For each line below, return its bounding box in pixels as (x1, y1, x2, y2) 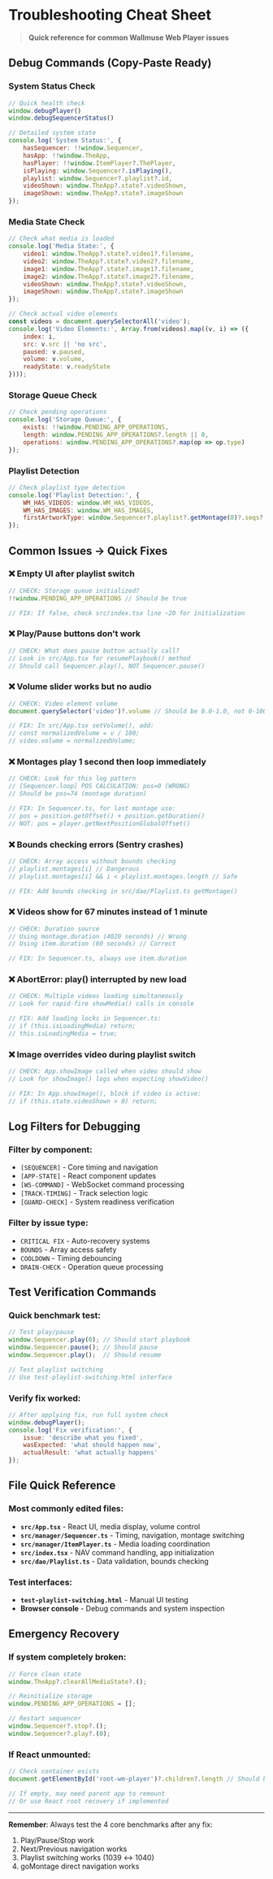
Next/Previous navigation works (19, 1844, 128, 1854)
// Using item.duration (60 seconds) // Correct (8, 939, 176, 948)
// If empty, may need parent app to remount (8, 1790, 165, 1798)
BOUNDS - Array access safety (19, 1245, 117, 1254)
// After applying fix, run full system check (8, 1410, 169, 1419)
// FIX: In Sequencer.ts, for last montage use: (8, 804, 176, 813)
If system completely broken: (8, 1651, 127, 1663)
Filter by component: (8, 1144, 93, 1155)
